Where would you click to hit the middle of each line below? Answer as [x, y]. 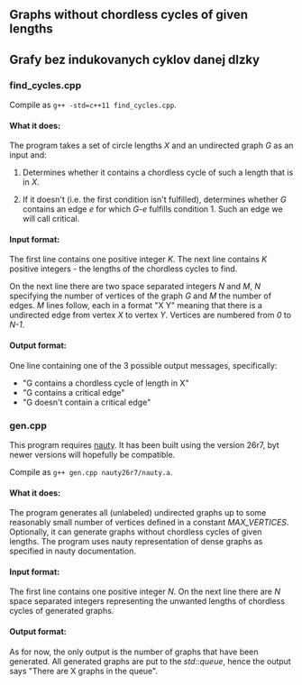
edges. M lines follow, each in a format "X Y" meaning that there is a [136, 306]
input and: [28, 155]
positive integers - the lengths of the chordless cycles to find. [124, 269]
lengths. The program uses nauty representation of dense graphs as [136, 542]
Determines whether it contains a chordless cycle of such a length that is [158, 173]
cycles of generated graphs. [62, 611]
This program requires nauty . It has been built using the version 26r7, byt [144, 444]
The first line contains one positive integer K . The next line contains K [138, 260]
